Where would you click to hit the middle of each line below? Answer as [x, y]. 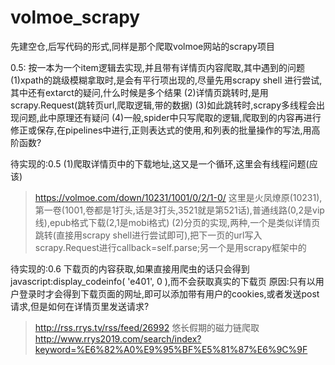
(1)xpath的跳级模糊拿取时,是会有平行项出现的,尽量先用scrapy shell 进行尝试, [166, 80]
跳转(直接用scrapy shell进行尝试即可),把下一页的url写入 [148, 235]
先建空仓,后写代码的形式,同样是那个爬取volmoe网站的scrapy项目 [142, 46]
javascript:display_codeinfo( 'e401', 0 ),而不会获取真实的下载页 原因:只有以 [163, 281]
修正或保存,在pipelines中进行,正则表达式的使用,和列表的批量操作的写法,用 [161, 130]
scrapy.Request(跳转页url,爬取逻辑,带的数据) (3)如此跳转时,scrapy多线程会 [163, 105]
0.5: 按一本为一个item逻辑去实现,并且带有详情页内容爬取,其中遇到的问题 [157, 67]
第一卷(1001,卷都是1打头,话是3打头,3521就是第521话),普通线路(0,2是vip [179, 210]
